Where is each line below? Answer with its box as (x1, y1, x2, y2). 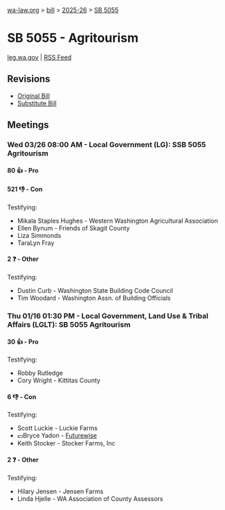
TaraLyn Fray (17, 239, 55, 247)
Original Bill (17, 92, 51, 100)
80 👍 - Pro (7, 166, 39, 174)
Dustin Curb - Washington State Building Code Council (17, 287, 173, 295)
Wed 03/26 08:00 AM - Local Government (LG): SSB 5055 (7, 140, 206, 150)
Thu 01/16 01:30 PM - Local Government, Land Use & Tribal (7, 311, 209, 321)
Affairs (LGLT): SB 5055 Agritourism (7, 319, 131, 329)
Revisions (7, 73, 51, 85)
